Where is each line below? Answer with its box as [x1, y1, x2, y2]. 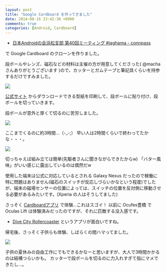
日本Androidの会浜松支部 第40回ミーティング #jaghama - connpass [12, 40, 151, 46]
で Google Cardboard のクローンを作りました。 [5, 51, 102, 57]
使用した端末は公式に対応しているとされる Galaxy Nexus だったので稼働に [5, 173, 158, 179]
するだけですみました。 [5, 73, 53, 79]
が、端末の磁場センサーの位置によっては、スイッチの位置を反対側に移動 [5, 185, 153, 191]
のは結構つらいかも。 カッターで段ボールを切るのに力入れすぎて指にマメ [5, 255, 155, 261]
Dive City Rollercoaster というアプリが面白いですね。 [12, 219, 122, 225]
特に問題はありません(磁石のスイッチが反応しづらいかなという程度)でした [5, 179, 156, 185]
